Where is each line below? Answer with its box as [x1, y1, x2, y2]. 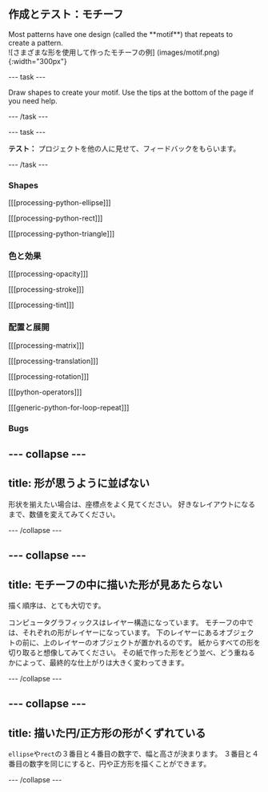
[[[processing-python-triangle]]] [8, 229, 115, 239]
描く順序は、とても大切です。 [8, 600, 106, 611]
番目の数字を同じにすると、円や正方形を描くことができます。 [8, 759, 211, 769]
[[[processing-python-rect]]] [8, 213, 103, 223]
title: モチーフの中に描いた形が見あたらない [8, 578, 223, 592]
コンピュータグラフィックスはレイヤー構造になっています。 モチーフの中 [8, 618, 246, 628]
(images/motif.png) [156, 47, 220, 57]
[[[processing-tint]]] [8, 300, 74, 310]
